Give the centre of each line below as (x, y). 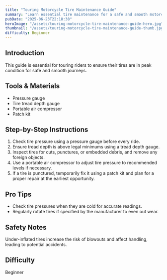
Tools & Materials (33, 86)
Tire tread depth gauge (36, 103)
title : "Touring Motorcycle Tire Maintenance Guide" (61, 10)
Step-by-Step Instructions (47, 130)
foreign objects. (28, 157)
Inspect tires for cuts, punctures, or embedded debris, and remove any (85, 152)
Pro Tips (18, 194)
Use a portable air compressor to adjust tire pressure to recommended (85, 163)
